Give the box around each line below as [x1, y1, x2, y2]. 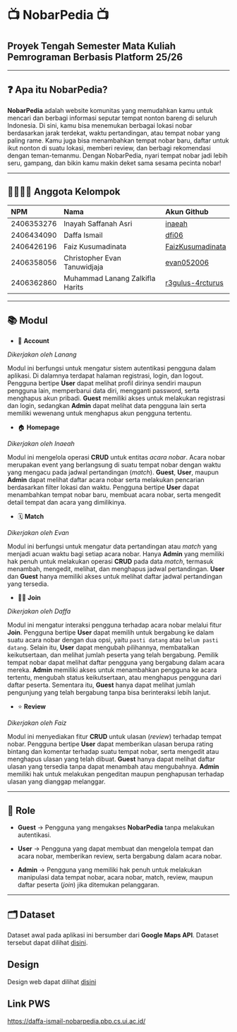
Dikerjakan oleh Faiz [7, 719, 67, 727]
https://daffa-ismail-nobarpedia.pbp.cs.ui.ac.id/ [7, 1016, 146, 1025]
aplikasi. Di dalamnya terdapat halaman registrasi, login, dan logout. [7, 371, 204, 380]
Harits [63, 282, 84, 292]
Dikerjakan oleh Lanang [7, 350, 77, 359]
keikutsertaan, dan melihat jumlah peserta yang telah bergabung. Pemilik [7, 651, 219, 659]
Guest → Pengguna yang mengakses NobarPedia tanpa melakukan [17, 823, 215, 832]
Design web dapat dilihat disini [7, 977, 97, 986]
